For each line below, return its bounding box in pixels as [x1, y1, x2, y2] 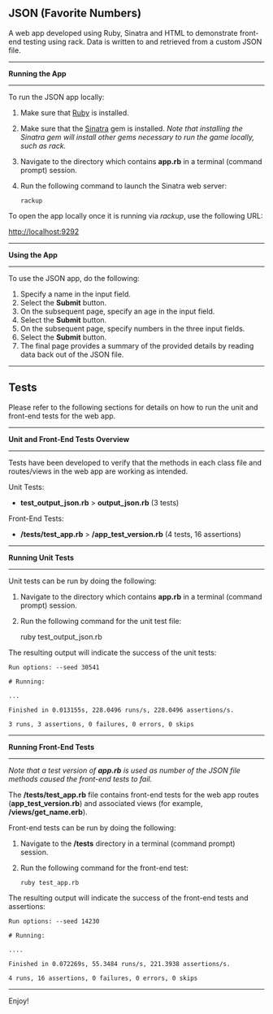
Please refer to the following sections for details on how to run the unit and [8, 402, 258, 412]
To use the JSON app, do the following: [8, 273, 140, 283]
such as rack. [19, 141, 67, 150]
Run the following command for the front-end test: [19, 863, 189, 873]
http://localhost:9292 [8, 227, 80, 236]
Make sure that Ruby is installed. [19, 107, 130, 117]
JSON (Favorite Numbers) [8, 6, 142, 20]
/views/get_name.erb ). [8, 807, 88, 817]
